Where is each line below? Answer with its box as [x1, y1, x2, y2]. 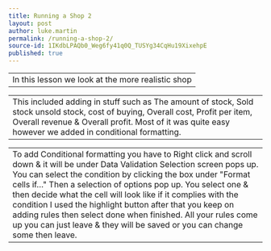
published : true [8, 49, 63, 57]
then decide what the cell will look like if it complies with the [12, 189, 240, 200]
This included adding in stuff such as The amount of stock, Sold [12, 96, 254, 107]
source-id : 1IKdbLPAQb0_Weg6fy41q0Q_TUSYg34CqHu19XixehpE [8, 42, 207, 50]
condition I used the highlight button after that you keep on [12, 199, 235, 210]
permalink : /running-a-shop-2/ [8, 34, 114, 43]
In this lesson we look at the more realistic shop [12, 74, 192, 85]
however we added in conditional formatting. [12, 127, 181, 137]
